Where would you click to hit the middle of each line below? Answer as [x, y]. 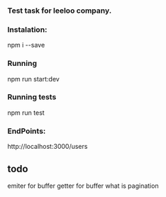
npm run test [26, 113]
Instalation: [27, 29]
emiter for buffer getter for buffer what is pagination [83, 186]
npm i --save [26, 45]
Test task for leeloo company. [60, 11]
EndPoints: [27, 131]
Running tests [32, 97]
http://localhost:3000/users [48, 147]
